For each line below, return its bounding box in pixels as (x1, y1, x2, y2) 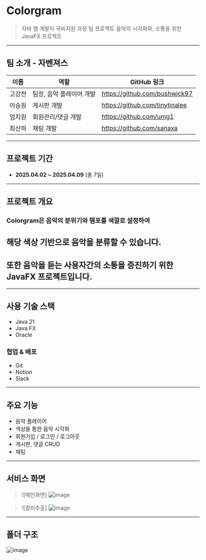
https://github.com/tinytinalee (101, 101, 187, 109)
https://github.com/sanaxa (101, 123, 178, 132)
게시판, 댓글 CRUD (15, 440, 60, 448)
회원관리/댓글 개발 (32, 112, 82, 121)
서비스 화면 (6, 473, 46, 484)
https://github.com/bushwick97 (101, 89, 193, 98)
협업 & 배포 (6, 348, 37, 356)
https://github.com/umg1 (101, 112, 174, 120)
